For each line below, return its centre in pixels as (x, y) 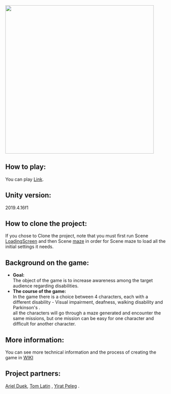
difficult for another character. (44, 324)
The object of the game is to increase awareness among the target (83, 281)
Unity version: (28, 195)
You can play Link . (25, 179)
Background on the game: (47, 263)
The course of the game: (39, 291)
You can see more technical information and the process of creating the (81, 352)
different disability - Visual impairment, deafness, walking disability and (88, 302)
